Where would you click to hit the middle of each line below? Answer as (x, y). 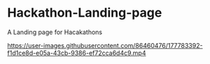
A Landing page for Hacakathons (55, 32)
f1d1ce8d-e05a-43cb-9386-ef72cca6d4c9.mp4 (77, 53)
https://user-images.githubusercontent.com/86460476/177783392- (105, 45)
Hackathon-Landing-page (85, 13)
